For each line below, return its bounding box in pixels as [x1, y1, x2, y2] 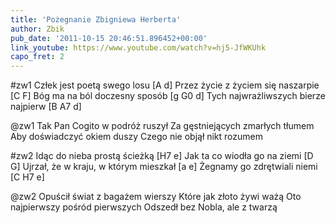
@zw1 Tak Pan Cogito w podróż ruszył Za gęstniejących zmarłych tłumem [10, 120, 315, 132]
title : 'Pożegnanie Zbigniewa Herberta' [10, 14, 182, 25]
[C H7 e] [10, 171, 45, 183]
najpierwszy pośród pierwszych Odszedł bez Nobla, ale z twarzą [10, 201, 278, 213]
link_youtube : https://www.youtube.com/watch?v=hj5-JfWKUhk [10, 42, 267, 53]
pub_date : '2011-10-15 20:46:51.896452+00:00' [10, 33, 208, 43]
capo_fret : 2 [10, 52, 65, 62]
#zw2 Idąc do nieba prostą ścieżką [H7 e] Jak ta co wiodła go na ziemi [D [10, 150, 314, 162]
